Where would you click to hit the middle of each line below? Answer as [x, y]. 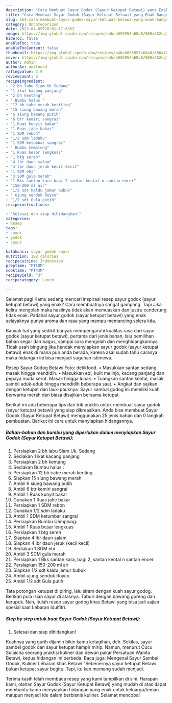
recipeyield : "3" [24, 275]
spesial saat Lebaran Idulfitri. [36, 607]
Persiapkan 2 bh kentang [39, 462]
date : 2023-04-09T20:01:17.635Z [40, 29]
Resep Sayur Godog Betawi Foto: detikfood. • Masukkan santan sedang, [82, 368]
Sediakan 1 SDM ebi [34, 548]
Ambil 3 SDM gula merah [39, 554]
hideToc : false [22, 39]
